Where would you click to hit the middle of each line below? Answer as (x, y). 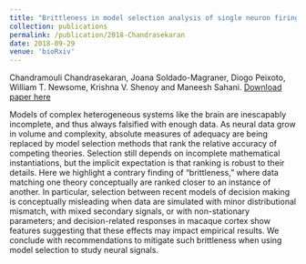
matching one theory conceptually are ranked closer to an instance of (140, 182)
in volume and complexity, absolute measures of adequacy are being (139, 134)
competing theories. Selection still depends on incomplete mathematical (145, 153)
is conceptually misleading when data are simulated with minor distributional (153, 202)
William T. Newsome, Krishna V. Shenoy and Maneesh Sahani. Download (146, 87)
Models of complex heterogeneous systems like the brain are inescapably (148, 115)
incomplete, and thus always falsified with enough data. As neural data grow (153, 125)
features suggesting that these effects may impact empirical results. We (144, 231)
